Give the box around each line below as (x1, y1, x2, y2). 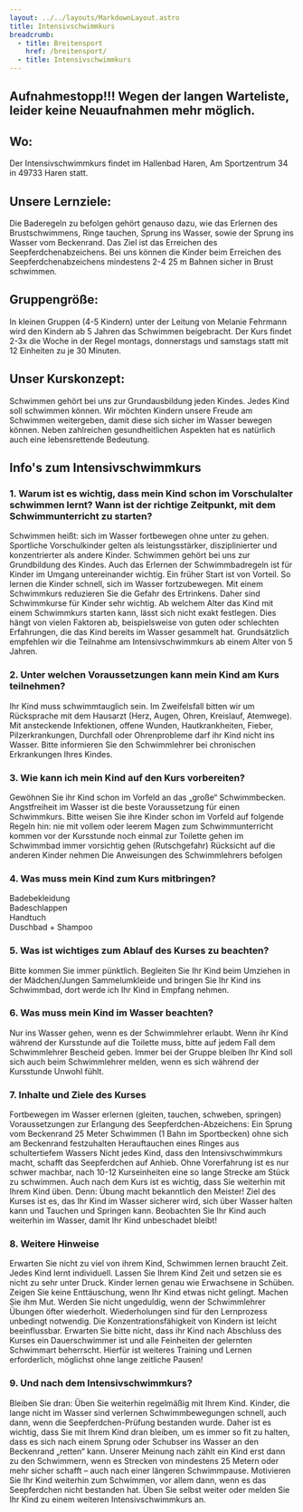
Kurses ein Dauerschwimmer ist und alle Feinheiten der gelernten (9, 1335, 253, 1346)
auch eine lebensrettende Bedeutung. (9, 434, 150, 445)
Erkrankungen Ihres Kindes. (9, 748, 113, 759)
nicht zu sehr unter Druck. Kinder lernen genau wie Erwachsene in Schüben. (9, 1277, 295, 1288)
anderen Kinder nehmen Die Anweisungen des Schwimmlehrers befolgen (9, 849, 283, 861)
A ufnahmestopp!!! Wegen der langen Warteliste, (9, 89, 289, 104)
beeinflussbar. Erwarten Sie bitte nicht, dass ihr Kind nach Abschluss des (9, 1325, 282, 1336)
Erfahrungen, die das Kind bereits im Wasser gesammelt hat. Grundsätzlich (9, 627, 289, 638)
